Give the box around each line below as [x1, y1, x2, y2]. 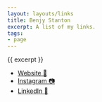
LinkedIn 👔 [17, 87, 49, 95]
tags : [7, 29, 23, 37]
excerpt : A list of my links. [7, 23, 96, 30]
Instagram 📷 [17, 77, 55, 85]
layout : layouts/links [7, 10, 74, 17]
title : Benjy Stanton [7, 17, 71, 24]
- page [7, 36, 27, 43]
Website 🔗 [17, 69, 48, 78]
